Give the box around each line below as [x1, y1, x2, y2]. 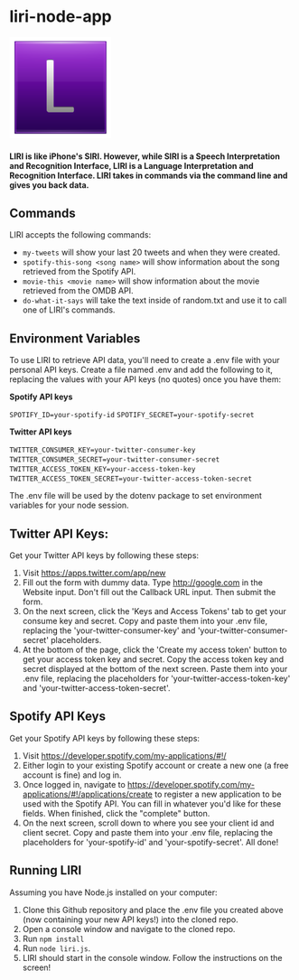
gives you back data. [9, 179, 89, 191]
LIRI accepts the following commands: [9, 229, 152, 240]
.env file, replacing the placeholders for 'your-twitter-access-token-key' [22, 673, 291, 684]
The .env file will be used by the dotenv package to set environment [9, 490, 262, 501]
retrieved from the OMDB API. [22, 285, 134, 296]
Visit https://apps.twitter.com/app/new [22, 567, 166, 578]
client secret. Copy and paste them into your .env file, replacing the [22, 826, 274, 837]
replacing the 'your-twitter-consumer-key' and [22, 625, 196, 636]
